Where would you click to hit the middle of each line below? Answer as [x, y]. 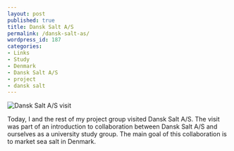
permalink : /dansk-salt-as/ [49, 33]
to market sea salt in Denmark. [52, 142]
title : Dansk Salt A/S [41, 27]
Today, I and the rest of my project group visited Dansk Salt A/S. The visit [113, 119]
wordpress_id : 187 [34, 40]
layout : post [26, 14]
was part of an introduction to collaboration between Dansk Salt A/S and [112, 126]
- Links [19, 53]
